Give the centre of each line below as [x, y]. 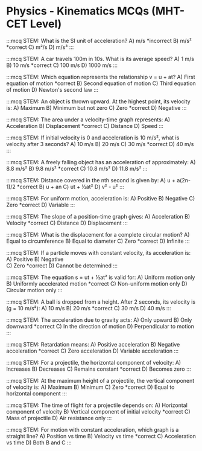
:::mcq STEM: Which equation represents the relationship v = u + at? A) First [101, 77]
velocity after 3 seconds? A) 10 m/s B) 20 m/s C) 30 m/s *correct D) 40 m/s [100, 144]
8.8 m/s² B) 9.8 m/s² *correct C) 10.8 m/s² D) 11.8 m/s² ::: [77, 168]
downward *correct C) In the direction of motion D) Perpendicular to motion [100, 326]
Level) [46, 24]
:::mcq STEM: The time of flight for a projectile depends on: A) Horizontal [97, 405]
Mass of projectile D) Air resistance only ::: [59, 418]
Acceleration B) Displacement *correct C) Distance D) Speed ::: [85, 126]
